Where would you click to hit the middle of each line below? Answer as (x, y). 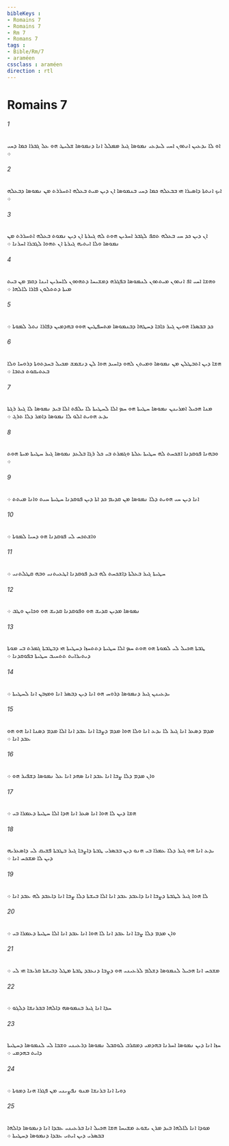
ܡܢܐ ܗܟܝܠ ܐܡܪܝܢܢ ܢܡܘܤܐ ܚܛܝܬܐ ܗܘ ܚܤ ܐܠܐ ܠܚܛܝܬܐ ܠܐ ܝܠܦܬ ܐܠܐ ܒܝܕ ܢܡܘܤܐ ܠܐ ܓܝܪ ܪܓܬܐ (110, 408)
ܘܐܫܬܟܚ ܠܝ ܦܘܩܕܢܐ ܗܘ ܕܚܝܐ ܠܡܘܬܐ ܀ (52, 536)
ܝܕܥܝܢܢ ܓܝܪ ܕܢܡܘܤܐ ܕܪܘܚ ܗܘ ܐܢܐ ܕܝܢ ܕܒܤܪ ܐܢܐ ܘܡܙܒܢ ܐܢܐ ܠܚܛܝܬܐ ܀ (89, 693)
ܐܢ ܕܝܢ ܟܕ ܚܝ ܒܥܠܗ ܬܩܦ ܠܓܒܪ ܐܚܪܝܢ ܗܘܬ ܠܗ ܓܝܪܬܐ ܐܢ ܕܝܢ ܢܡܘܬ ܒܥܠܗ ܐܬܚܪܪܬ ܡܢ (108, 236)
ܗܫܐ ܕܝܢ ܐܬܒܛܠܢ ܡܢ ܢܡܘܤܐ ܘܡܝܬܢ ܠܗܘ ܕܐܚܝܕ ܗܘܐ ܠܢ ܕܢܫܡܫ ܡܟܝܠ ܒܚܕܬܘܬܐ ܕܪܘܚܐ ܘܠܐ (114, 363)
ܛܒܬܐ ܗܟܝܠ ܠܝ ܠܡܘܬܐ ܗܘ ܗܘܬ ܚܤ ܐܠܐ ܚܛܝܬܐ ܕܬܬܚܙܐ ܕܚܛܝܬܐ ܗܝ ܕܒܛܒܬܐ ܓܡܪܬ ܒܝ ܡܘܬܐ (106, 648)
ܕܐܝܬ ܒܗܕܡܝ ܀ (25, 1053)
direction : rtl (30, 71)
